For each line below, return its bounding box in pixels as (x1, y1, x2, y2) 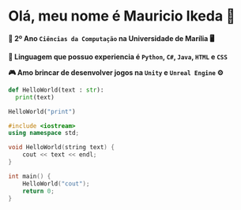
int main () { (8, 172, 51, 180)
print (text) (15, 93, 55, 101)
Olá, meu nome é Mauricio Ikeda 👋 (8, 7, 235, 25)
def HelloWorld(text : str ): (8, 86, 104, 94)
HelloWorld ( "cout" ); (22, 179, 90, 188)
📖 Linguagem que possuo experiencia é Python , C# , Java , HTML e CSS (8, 51, 228, 62)
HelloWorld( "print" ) (8, 107, 77, 115)
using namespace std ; (8, 129, 80, 137)
